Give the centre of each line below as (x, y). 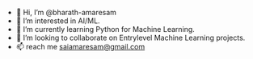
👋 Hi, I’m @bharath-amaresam (66, 12)
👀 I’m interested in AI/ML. (58, 21)
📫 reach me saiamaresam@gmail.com (80, 47)
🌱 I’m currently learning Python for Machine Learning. (105, 29)
